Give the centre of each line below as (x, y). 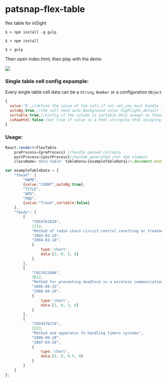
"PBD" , (30, 198)
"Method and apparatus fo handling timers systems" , (87, 333)
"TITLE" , (32, 189)
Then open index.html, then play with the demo (53, 59)
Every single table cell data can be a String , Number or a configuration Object (83, 92)
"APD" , (30, 194)
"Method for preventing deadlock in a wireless (82, 282)
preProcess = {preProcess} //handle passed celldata (68, 152)
